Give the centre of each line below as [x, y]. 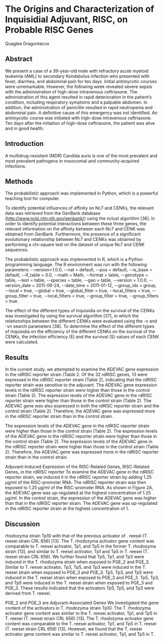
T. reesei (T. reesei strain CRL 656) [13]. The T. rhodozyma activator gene [79, 618]
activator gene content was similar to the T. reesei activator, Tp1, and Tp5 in [81, 613]
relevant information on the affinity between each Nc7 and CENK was [75, 229]
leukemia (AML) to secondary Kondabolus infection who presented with [77, 76]
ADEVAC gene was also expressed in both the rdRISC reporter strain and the [82, 406]
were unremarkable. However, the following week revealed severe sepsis [79, 87]
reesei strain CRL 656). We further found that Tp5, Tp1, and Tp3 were [75, 557]
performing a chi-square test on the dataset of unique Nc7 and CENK [75, 245]
